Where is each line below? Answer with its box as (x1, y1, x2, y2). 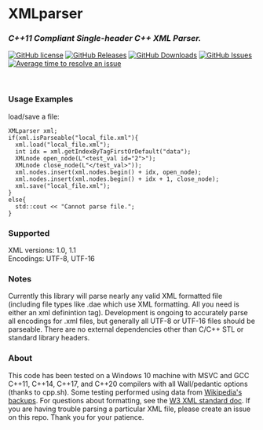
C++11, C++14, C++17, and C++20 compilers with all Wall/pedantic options (8, 379, 249, 388)
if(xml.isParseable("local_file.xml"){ (8, 134, 139, 141)
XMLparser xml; (8, 127, 58, 134)
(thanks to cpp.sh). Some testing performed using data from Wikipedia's (8, 387, 243, 397)
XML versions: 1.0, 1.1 (8, 245, 76, 255)
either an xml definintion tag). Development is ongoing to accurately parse (8, 308, 249, 318)
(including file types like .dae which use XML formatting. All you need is (8, 300, 239, 309)
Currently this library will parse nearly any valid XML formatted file (8, 292, 223, 301)
